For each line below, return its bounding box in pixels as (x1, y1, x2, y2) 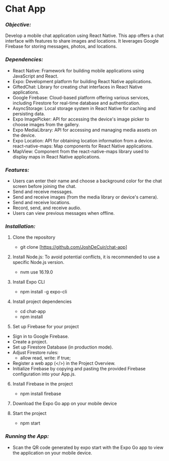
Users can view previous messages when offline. (12, 210, 115, 216)
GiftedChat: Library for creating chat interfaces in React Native (12, 84, 143, 90)
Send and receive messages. (12, 188, 73, 195)
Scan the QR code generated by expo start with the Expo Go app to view (12, 444, 164, 450)
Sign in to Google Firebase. (12, 333, 69, 339)
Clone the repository (12, 234, 55, 241)
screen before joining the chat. (12, 183, 77, 189)
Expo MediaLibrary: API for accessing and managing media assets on (12, 127, 157, 133)
